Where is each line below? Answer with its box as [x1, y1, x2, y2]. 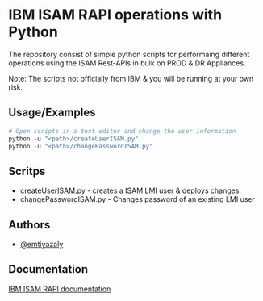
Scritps [8, 164, 46, 178]
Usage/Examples [8, 106, 96, 119]
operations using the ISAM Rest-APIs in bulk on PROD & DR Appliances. [8, 58, 246, 68]
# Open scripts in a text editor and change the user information [8, 127, 236, 135]
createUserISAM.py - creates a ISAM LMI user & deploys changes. [19, 186, 242, 195]
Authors [8, 218, 51, 232]
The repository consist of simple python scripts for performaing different [8, 49, 250, 59]
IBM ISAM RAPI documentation [8, 284, 111, 294]
